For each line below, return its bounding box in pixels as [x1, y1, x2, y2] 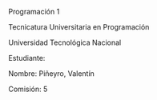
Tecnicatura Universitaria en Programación [8, 22, 150, 31]
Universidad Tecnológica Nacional [8, 38, 122, 47]
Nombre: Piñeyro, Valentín [8, 69, 95, 78]
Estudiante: [8, 54, 46, 62]
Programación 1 [8, 7, 60, 16]
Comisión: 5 [8, 84, 48, 94]
